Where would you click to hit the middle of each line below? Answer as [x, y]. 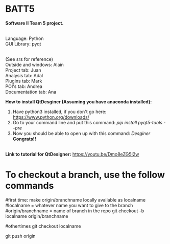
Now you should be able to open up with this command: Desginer [81, 133]
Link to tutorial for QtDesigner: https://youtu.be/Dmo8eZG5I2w [72, 154]
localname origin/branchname [37, 216]
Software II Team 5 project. [34, 23]
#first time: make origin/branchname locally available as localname [76, 199]
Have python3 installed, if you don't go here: [59, 112]
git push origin [20, 236]
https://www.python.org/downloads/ [51, 117]
